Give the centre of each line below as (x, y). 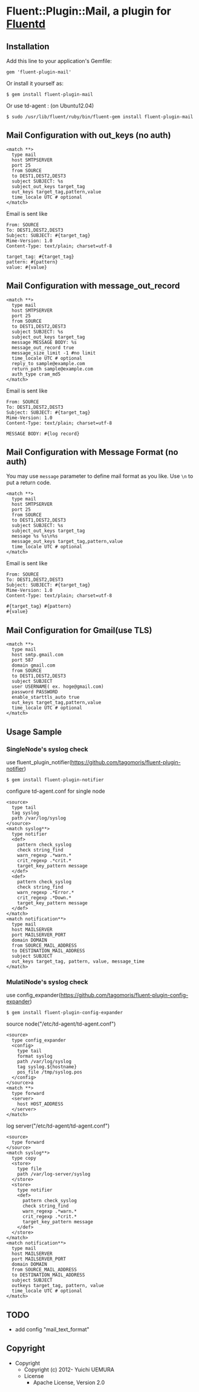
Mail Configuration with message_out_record (93, 286)
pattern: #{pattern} (32, 262)
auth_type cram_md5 (36, 374)
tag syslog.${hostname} (47, 1067)
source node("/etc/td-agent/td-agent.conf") (61, 1024)
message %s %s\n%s (35, 536)
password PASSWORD (35, 692)
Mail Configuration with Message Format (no (92, 452)
